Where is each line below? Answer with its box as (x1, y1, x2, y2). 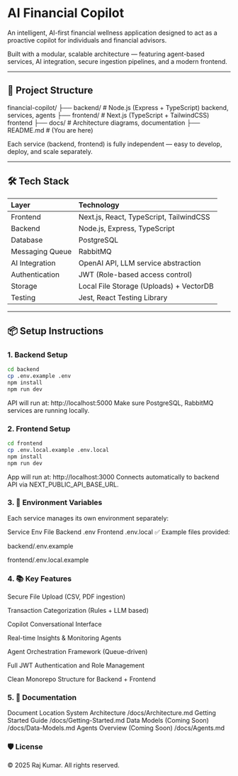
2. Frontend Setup (7, 423, 71, 433)
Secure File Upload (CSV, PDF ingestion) (7, 592, 126, 601)
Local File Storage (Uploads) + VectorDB (78, 281, 214, 291)
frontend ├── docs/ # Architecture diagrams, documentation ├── (7, 118, 200, 127)
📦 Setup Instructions (7, 325, 104, 337)
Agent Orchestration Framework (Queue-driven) (7, 648, 148, 656)
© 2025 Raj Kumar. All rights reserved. (7, 760, 120, 769)
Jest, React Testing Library (78, 292, 168, 302)
